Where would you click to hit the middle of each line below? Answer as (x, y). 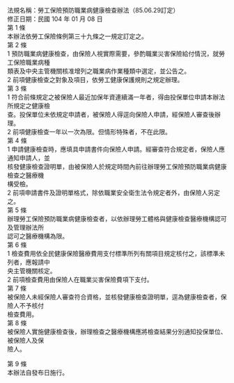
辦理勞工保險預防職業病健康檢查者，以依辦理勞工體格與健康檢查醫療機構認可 (117, 219)
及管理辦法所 (25, 227)
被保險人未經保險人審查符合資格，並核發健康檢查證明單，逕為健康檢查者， (114, 297)
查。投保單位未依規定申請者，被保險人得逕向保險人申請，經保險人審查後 (111, 114)
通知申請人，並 (29, 158)
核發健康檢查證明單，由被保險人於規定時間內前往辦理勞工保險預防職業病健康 (117, 166)
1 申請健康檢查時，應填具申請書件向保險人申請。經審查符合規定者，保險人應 (116, 149)
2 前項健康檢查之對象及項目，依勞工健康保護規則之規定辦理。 (95, 80)
